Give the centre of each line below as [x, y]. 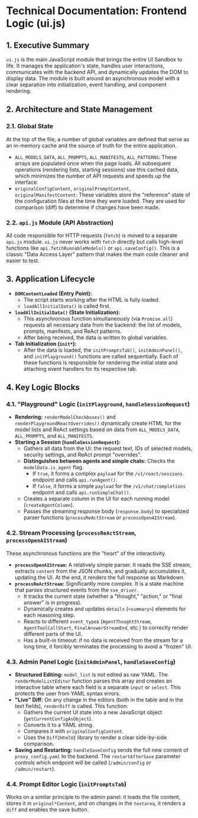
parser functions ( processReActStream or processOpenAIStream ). [100, 518]
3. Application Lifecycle [51, 279]
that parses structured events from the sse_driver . [76, 590]
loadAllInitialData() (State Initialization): [67, 312]
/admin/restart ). [35, 769]
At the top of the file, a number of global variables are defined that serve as [98, 139]
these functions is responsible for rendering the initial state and [100, 363]
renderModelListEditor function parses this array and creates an [93, 681]
